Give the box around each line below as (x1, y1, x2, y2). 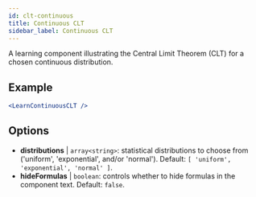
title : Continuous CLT (8, 19, 85, 27)
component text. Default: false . (19, 179, 125, 189)
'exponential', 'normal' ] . (19, 162, 113, 172)
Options (8, 124, 50, 137)
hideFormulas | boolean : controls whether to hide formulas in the (19, 170, 236, 181)
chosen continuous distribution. (8, 57, 114, 67)
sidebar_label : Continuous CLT (8, 27, 114, 35)
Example (8, 80, 53, 94)
